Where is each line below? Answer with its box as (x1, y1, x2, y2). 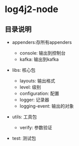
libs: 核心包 (12, 67, 36, 73)
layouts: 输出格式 (19, 78, 55, 84)
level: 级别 (19, 84, 41, 90)
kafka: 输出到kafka (19, 57, 59, 62)
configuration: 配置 (19, 90, 59, 96)
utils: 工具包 (12, 114, 37, 120)
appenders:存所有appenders (12, 39, 72, 45)
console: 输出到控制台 (19, 50, 66, 56)
